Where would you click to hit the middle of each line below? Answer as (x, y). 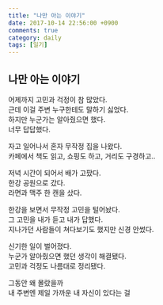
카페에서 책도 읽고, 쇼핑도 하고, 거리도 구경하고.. (82, 156)
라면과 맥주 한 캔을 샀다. (45, 193)
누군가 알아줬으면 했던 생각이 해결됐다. (67, 256)
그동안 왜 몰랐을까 (36, 283)
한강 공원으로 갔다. (37, 182)
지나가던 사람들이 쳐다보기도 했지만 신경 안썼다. (81, 229)
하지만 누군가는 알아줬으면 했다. (57, 119)
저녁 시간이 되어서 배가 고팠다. (55, 173)
